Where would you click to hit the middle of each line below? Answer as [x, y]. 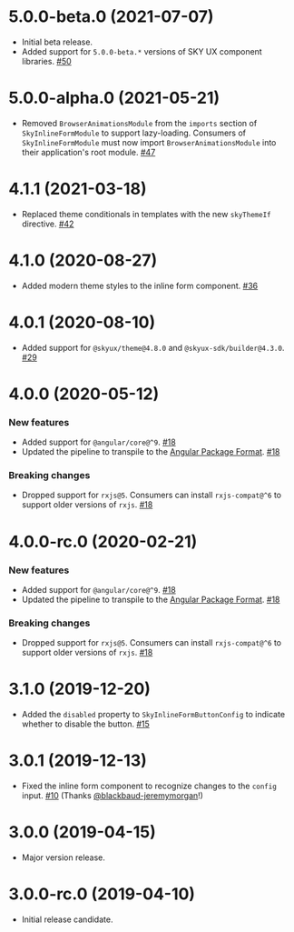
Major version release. [64, 857]
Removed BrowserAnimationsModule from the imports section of [139, 123]
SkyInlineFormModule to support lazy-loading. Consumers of [134, 133]
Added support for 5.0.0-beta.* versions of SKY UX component [142, 51]
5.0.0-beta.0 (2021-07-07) [111, 17]
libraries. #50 [46, 61]
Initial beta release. [57, 42]
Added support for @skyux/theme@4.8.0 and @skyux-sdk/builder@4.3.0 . [153, 347]
